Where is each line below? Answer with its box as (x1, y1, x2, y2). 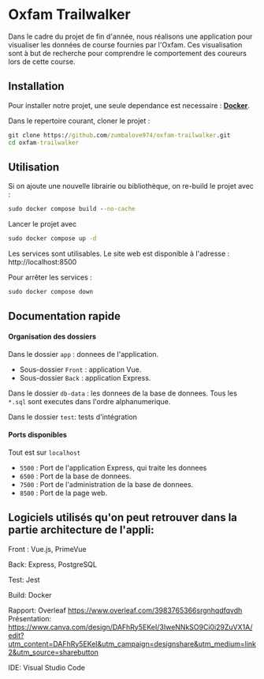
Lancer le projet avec (8, 219, 77, 229)
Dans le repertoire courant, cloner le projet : (8, 116, 151, 126)
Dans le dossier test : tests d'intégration (8, 412, 138, 422)
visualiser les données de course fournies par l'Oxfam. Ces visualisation (8, 39, 243, 49)
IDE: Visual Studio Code (8, 662, 85, 672)
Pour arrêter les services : (8, 272, 92, 282)
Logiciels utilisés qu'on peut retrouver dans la (8, 511, 238, 524)
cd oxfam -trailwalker (8, 138, 80, 147)
